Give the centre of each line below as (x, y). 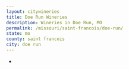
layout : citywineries (33, 11)
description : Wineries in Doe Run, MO (54, 22)
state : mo (18, 34)
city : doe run (24, 45)
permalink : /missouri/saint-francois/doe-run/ (65, 28)
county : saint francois (36, 39)
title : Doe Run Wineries (37, 17)
